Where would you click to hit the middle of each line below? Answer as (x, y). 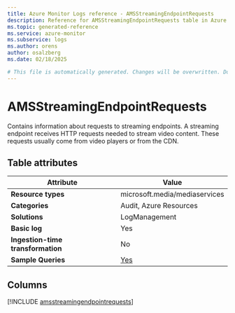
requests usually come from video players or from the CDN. (93, 141)
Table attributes (43, 163)
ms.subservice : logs (37, 40)
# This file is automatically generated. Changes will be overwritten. (114, 72)
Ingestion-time (37, 240)
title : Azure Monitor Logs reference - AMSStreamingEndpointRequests (111, 14)
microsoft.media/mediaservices (172, 195)
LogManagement (149, 217)
